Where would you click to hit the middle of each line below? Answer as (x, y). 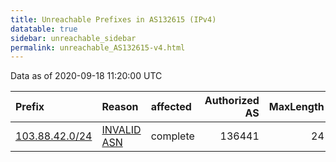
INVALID (121, 130)
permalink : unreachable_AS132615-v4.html (98, 47)
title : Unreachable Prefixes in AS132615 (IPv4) (113, 19)
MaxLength (296, 107)
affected (171, 107)
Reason (120, 107)
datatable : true (44, 29)
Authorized (232, 101)
